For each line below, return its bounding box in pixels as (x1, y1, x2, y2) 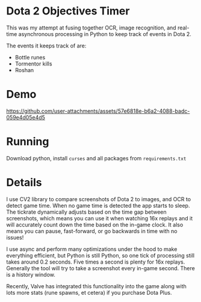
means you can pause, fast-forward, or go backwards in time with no (6, 227, 178, 235)
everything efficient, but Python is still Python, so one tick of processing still (6, 252, 195, 259)
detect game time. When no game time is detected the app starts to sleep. (6, 202, 190, 209)
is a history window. (6, 271, 55, 278)
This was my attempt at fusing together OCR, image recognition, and (6, 24, 176, 31)
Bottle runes (14, 53, 46, 61)
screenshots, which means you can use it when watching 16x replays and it (6, 214, 193, 222)
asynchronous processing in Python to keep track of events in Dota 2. (18, 30, 191, 37)
